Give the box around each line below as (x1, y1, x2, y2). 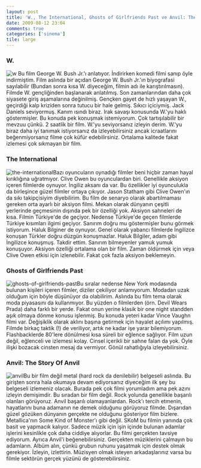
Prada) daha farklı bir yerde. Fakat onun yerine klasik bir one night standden (6, 305, 193, 312)
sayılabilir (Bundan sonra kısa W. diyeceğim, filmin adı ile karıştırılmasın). (6, 83, 184, 90)
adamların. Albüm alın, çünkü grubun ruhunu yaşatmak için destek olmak (6, 442, 185, 449)
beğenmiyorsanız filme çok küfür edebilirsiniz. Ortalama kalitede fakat (6, 134, 178, 141)
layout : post (6, 8, 39, 15)
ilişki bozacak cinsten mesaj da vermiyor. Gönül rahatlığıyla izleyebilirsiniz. (6, 343, 189, 351)
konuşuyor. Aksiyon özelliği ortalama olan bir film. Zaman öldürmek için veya (6, 245, 194, 252)
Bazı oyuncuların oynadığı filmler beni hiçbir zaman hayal (53, 168, 193, 176)
